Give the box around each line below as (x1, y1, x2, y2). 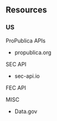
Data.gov (14, 108, 38, 115)
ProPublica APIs (5, 36, 46, 44)
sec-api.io (14, 72, 40, 80)
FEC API (5, 84, 27, 91)
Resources (5, 5, 47, 15)
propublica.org (14, 49, 52, 56)
